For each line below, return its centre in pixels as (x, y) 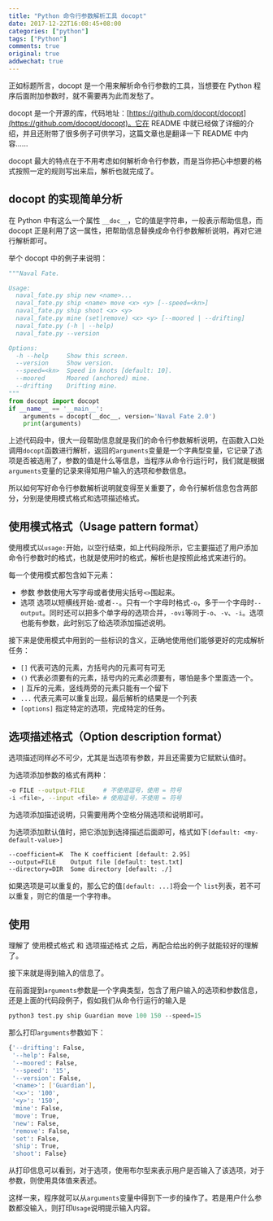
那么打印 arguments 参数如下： (57, 1032)
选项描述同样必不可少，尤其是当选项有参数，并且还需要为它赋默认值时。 (129, 757)
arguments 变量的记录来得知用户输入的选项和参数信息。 (100, 471)
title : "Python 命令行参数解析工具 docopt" (78, 16)
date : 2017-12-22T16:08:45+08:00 (65, 24)
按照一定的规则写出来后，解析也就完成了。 (87, 171)
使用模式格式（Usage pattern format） (107, 526)
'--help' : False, (41, 1055)
